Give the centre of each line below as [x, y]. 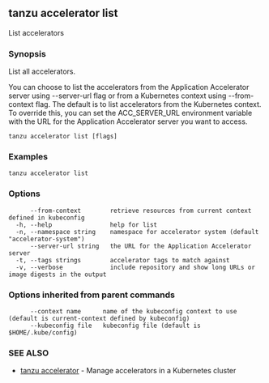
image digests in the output [58, 274]
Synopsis [27, 53]
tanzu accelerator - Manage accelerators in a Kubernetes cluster [128, 371]
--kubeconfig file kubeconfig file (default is [115, 326]
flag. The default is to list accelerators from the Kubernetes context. [148, 104]
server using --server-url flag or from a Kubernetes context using [117, 96]
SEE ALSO [29, 353]
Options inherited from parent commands [92, 295]
